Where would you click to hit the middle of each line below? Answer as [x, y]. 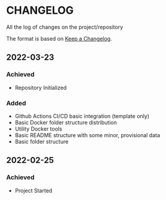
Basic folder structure [42, 141]
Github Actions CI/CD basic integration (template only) [82, 116]
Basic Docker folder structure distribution [66, 122]
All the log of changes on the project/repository [65, 27]
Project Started [34, 190]
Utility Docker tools [38, 129]
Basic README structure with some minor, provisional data [87, 135]
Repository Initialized [41, 87]
